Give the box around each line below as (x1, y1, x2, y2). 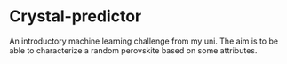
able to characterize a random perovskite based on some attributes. (9, 44, 258, 55)
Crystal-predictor (9, 6, 142, 27)
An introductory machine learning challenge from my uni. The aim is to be (9, 36, 278, 46)
